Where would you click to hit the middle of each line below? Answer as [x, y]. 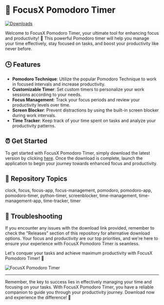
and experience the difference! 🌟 [38, 298]
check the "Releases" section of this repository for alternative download [78, 233]
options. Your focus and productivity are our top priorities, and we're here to [82, 238]
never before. [19, 48]
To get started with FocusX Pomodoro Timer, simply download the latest [78, 153]
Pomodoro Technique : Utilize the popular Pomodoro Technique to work [84, 79]
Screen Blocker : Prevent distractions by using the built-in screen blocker [85, 110]
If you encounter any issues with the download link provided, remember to [80, 228]
